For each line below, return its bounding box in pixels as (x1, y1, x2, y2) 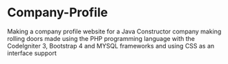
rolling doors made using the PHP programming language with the (7, 34, 196, 42)
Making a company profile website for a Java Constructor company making (7, 27, 222, 35)
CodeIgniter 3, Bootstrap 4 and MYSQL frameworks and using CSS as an (7, 42, 215, 50)
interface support (7, 49, 57, 57)
